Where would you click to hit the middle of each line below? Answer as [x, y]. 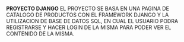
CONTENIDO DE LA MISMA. [40, 34]
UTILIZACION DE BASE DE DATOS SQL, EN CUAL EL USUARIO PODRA [92, 21]
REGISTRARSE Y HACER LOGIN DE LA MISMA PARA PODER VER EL [89, 27]
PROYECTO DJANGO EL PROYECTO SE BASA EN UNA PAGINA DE [88, 9]
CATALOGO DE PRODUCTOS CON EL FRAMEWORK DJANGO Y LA [88, 15]
